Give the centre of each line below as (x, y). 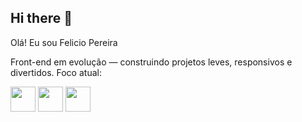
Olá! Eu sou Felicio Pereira (64, 42)
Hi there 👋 (41, 18)
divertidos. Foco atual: (56, 72)
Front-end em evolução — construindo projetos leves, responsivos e (151, 62)
